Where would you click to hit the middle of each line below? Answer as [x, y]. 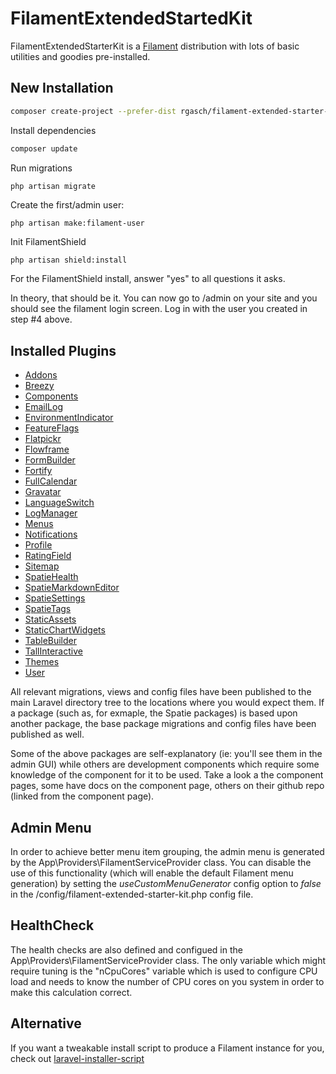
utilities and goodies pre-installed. [80, 56]
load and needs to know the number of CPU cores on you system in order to [167, 981]
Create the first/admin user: [67, 205]
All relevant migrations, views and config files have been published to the [161, 692]
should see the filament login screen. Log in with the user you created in [159, 309]
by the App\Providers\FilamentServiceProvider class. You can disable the [161, 862]
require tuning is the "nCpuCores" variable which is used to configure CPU [164, 971]
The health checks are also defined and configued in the [126, 949]
